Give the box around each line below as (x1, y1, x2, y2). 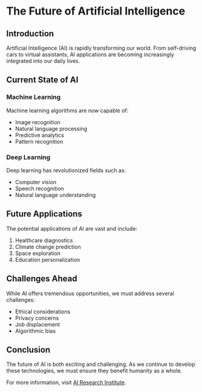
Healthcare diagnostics (15, 236, 73, 244)
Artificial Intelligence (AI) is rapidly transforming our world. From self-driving (6, 44, 197, 51)
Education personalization (15, 256, 80, 263)
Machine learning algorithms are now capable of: (6, 107, 129, 114)
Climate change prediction (15, 243, 81, 250)
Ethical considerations (15, 308, 71, 315)
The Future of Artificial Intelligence (6, 4, 186, 18)
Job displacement (15, 321, 60, 328)
